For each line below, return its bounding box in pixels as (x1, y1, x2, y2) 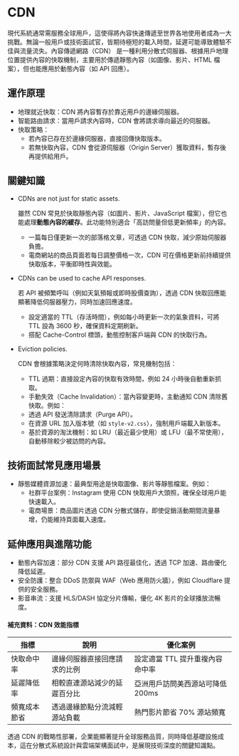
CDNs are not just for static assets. (17, 194, 120, 203)
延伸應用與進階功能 (7, 538, 92, 550)
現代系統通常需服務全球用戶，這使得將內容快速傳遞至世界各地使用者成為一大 (7, 28, 232, 37)
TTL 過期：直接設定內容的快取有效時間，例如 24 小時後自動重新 (28, 374, 216, 383)
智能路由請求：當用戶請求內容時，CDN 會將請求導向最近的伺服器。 (17, 116, 215, 125)
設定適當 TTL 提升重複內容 (134, 654, 223, 664)
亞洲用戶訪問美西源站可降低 (134, 679, 228, 689)
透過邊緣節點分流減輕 (51, 702, 123, 712)
